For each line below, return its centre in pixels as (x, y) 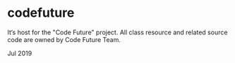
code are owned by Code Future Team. (64, 39)
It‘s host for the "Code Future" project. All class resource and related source (117, 32)
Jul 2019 (20, 53)
